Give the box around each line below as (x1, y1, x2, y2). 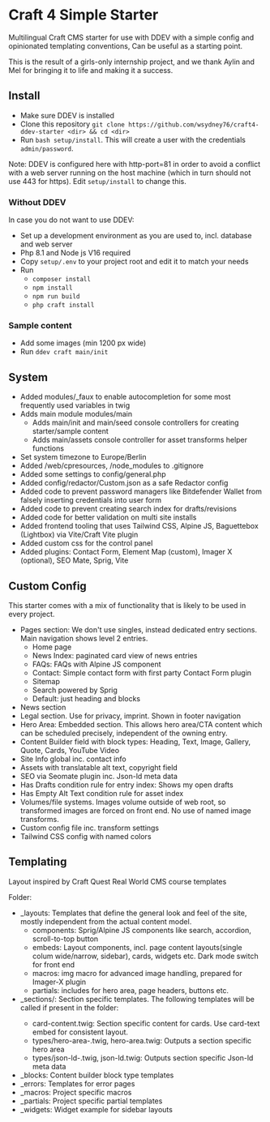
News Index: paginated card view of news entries (32, 650, 198, 660)
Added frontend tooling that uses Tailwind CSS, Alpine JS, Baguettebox (19, 521, 259, 531)
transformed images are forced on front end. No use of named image (19, 805, 251, 816)
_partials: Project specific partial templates (19, 1096, 163, 1106)
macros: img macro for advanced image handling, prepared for (32, 968, 242, 978)
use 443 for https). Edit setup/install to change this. (8, 176, 186, 186)
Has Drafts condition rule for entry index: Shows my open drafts (19, 780, 234, 790)
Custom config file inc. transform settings (19, 823, 160, 833)
